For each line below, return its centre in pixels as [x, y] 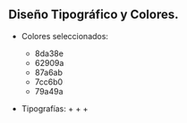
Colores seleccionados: [65, 36]
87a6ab [49, 72]
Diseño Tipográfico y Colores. [93, 15]
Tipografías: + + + [55, 108]
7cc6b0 [49, 82]
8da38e [49, 53]
